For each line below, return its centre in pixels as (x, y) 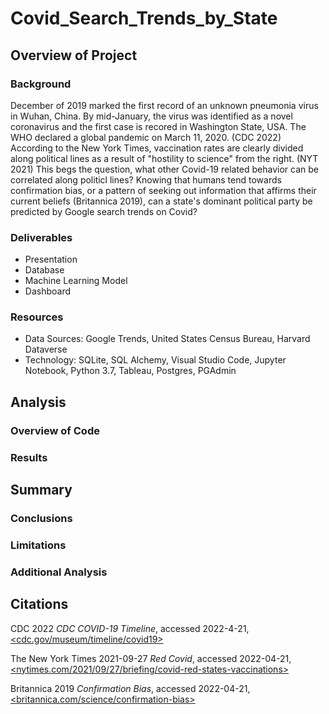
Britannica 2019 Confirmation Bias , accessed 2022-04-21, (130, 688)
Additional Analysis (59, 572)
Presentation (51, 259)
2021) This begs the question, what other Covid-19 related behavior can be (165, 169)
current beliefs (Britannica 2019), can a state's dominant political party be (161, 201)
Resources (37, 317)
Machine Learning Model (76, 281)
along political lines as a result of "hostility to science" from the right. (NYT (164, 158)
